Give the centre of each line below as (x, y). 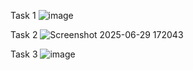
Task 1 (23, 15)
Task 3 (24, 54)
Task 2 (24, 34)
